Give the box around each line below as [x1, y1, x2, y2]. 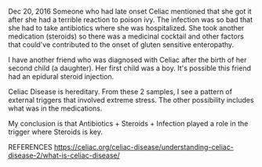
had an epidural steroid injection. [8, 72, 115, 81]
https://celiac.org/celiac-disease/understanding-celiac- [53, 143, 234, 151]
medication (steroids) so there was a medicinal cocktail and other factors [8, 31, 245, 41]
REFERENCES [8, 143, 53, 151]
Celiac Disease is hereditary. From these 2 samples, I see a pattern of [8, 87, 233, 96]
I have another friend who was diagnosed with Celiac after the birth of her [8, 55, 247, 64]
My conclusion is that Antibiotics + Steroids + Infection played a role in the [8, 119, 249, 128]
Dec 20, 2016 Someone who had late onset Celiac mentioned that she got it [8, 7, 253, 16]
